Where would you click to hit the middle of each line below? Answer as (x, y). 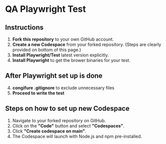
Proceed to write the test (38, 93)
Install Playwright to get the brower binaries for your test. (71, 60)
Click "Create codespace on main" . (49, 131)
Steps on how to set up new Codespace (67, 109)
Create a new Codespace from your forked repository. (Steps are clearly (87, 45)
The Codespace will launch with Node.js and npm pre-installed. (77, 136)
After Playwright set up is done (54, 76)
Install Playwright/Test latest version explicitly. (60, 55)
